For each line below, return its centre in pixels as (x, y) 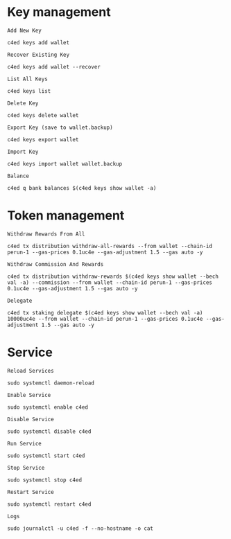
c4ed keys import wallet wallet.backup (65, 164)
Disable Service (31, 419)
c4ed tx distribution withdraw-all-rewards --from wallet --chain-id (110, 246)
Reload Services (31, 371)
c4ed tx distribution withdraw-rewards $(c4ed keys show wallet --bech (113, 276)
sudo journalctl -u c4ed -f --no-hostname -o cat (80, 528)
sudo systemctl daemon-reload (51, 383)
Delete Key (23, 103)
